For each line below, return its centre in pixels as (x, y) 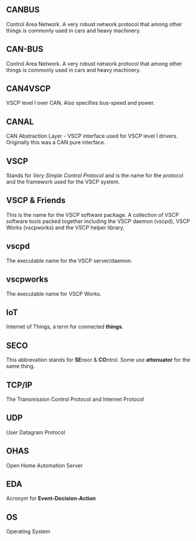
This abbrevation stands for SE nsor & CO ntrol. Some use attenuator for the (98, 360)
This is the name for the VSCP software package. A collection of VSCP (93, 214)
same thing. (20, 366)
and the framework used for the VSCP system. (63, 182)
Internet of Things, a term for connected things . (65, 327)
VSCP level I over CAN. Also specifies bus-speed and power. (80, 103)
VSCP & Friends (36, 200)
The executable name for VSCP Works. (54, 294)
